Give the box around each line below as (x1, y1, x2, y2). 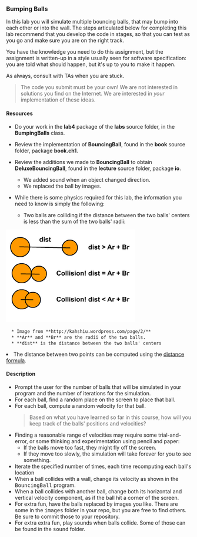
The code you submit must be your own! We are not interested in (20, 84, 178, 91)
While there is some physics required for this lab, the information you (14, 194, 182, 201)
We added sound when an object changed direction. (23, 176, 151, 183)
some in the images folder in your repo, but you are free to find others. (14, 506, 187, 513)
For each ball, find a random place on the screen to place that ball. (14, 396, 176, 403)
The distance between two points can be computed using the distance (14, 351, 185, 358)
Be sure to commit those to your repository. (14, 513, 121, 520)
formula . (6, 356, 26, 364)
